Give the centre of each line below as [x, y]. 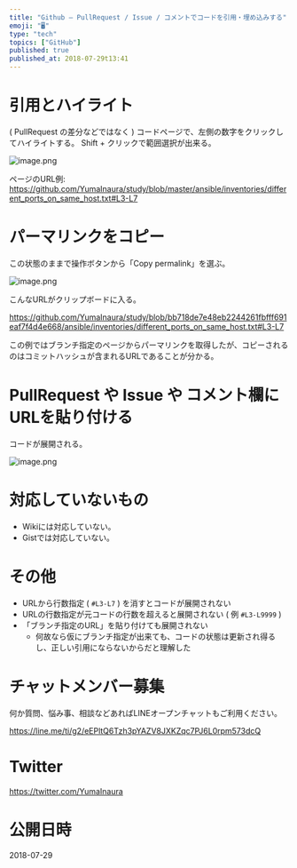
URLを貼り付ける [71, 418]
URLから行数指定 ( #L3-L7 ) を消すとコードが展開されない [127, 603]
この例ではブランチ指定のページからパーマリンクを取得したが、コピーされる [149, 345]
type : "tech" [33, 34]
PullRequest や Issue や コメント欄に [145, 395]
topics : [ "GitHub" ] [45, 42]
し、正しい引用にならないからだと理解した [113, 647]
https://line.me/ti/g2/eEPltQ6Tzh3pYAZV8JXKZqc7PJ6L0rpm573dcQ [135, 730]
